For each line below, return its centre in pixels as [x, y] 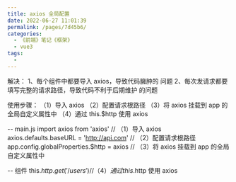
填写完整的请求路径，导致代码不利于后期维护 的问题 [82, 90]
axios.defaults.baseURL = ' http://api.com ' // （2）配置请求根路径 [102, 137]
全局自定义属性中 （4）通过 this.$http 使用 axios [78, 113]
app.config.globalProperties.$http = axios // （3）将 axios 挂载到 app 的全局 [118, 147]
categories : [25, 34]
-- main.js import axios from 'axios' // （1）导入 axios [84, 129]
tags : [15, 54]
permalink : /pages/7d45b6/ [47, 27]
